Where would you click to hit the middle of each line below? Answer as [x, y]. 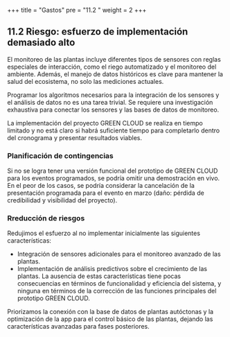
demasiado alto [41, 43]
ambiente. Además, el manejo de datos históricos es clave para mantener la [115, 74]
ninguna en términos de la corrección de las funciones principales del [117, 291]
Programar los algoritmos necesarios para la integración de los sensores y [113, 95]
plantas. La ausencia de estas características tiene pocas [99, 276]
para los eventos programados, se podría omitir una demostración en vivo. [114, 178]
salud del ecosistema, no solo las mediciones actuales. [86, 81]
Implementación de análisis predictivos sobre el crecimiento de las [112, 269]
